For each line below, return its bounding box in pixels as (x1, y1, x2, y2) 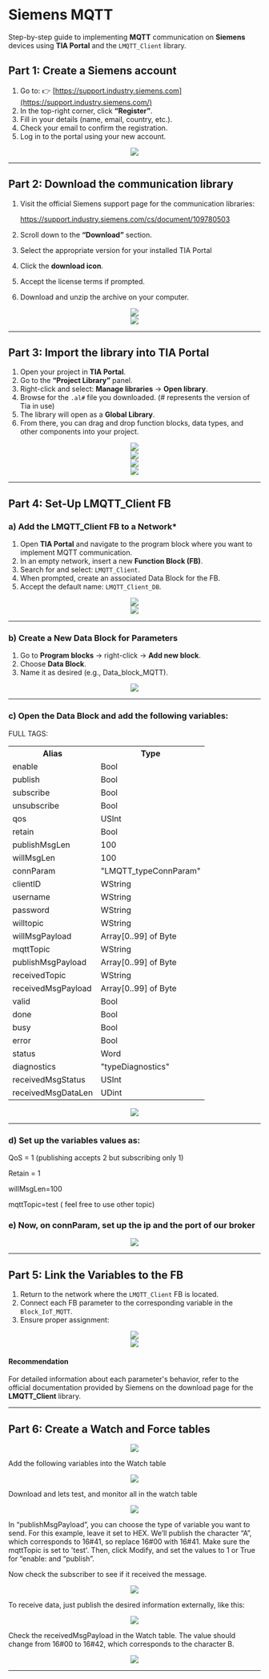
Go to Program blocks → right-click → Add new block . (19, 650, 202, 660)
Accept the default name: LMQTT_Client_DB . (19, 582, 162, 592)
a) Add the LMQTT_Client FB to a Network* (8, 520, 178, 532)
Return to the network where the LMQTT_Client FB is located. (19, 1290, 219, 1299)
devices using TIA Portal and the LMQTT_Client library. (8, 40, 187, 50)
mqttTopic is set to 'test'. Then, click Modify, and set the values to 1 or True (8, 1546, 256, 1555)
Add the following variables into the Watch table (8, 1459, 167, 1469)
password (12, 904, 50, 915)
